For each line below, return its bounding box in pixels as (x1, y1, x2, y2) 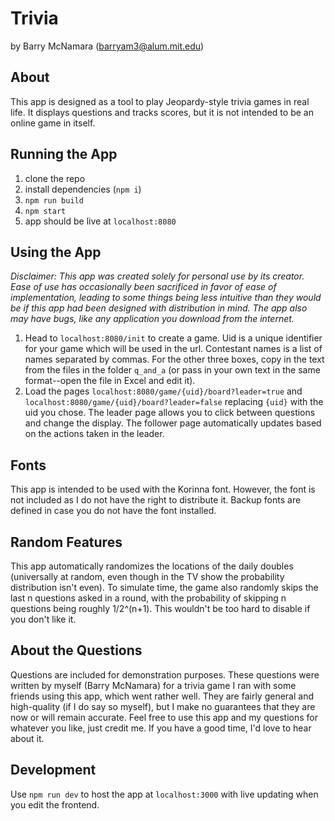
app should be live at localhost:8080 (24, 215, 177, 227)
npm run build (24, 195, 84, 206)
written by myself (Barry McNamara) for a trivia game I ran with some (10, 679, 297, 691)
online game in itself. (10, 117, 96, 129)
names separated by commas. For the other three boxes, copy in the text (24, 353, 325, 366)
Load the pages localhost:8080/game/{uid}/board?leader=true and (24, 385, 303, 397)
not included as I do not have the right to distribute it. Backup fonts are (10, 494, 302, 506)
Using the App (10, 243, 102, 261)
